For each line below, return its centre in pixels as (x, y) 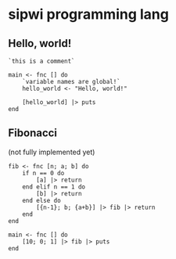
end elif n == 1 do (54, 187)
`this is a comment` (42, 61)
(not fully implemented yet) (52, 152)
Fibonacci (32, 133)
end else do (41, 200)
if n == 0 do (43, 173)
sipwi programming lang (89, 14)
